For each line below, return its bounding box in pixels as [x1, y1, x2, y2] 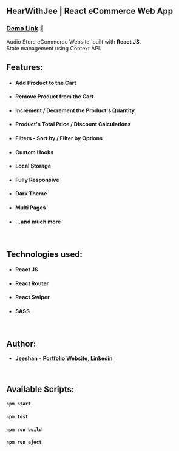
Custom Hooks [15, 148, 53, 155]
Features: [6, 62, 44, 73]
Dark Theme [15, 190, 47, 197]
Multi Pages [15, 204, 46, 211]
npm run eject [6, 439, 42, 446]
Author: [6, 338, 36, 349]
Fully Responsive [15, 176, 59, 183]
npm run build [6, 426, 42, 433]
